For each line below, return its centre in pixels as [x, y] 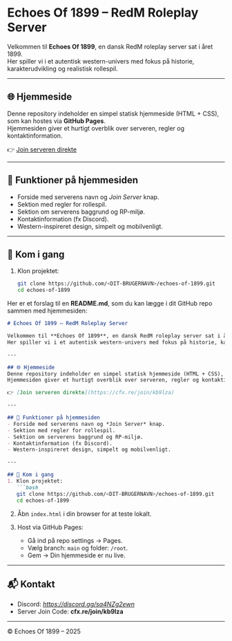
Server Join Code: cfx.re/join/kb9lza [70, 612]
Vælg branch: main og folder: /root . [78, 548]
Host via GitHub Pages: [50, 527]
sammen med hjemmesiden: [47, 311]
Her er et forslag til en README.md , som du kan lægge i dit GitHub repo [110, 304]
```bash [27, 487]
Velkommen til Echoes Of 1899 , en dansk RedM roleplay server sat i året [110, 46]
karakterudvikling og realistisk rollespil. [63, 68]
